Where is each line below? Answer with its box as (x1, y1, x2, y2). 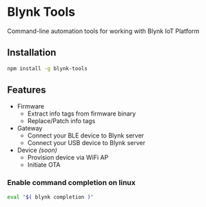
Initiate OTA (27, 161, 61, 169)
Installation (7, 47, 56, 58)
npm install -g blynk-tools (7, 65, 88, 72)
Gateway (17, 124, 43, 133)
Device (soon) (17, 146, 57, 155)
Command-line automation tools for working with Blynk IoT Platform (7, 27, 200, 35)
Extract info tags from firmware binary (27, 109, 136, 118)
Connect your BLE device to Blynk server (27, 131, 145, 140)
